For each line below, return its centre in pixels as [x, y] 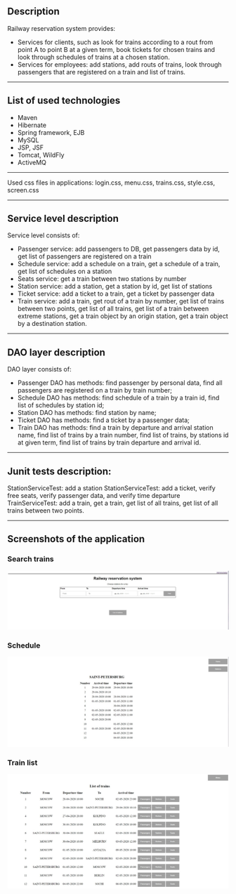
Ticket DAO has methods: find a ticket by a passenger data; [103, 420]
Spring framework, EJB [51, 132]
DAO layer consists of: [39, 369]
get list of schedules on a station [65, 271]
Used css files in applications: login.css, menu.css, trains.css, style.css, [111, 183]
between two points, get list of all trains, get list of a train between [113, 309]
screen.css [23, 190]
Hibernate [32, 125]
